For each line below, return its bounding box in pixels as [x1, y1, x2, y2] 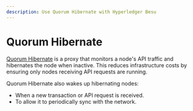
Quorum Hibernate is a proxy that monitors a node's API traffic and [6, 55, 174, 62]
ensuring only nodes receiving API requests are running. [6, 68, 148, 75]
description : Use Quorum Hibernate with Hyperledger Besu [6, 8, 156, 15]
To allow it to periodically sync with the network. [15, 98, 137, 105]
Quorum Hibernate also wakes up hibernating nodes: [6, 79, 139, 87]
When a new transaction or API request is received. [15, 92, 144, 99]
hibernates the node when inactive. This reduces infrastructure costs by [6, 61, 188, 69]
